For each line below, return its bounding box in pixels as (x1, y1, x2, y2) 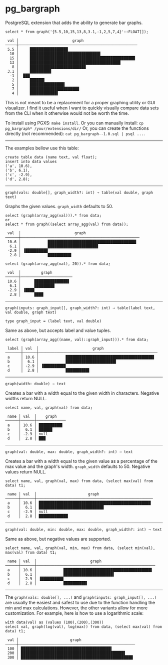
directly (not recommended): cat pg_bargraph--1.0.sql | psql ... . (5, 130, 145, 136)
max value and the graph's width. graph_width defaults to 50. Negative (5, 463, 150, 469)
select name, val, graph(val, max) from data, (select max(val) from (5, 478, 153, 483)
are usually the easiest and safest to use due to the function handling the (5, 599, 155, 605)
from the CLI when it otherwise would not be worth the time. (5, 110, 129, 116)
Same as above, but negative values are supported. (5, 536, 111, 542)
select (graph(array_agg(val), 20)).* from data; (5, 261, 111, 266)
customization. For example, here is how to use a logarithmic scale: (5, 610, 144, 616)
